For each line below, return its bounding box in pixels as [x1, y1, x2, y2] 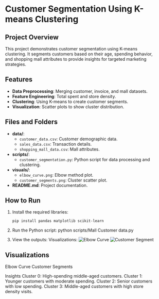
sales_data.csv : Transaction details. [19, 141, 92, 147]
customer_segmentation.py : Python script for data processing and [19, 156, 150, 162]
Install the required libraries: [12, 209, 69, 215]
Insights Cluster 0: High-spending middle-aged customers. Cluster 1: [5, 273, 142, 279]
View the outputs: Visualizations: [12, 237, 78, 243]
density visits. [5, 289, 33, 295]
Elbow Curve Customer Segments [5, 264, 73, 270]
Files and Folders [5, 118, 58, 126]
